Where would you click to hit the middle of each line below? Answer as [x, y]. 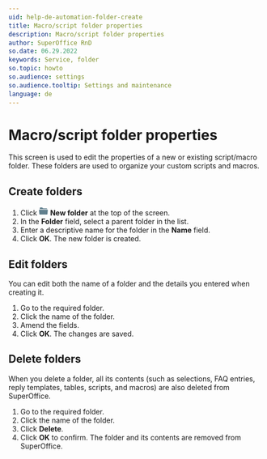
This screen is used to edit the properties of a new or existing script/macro [133, 157]
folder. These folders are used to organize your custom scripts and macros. [134, 166]
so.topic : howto [36, 69]
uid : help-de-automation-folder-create [76, 17]
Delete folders [45, 359]
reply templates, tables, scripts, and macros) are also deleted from [119, 387]
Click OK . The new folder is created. [81, 239]
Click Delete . [42, 428]
